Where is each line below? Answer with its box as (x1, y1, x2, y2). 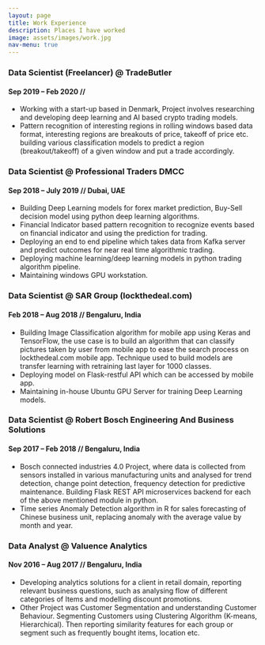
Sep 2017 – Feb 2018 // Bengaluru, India (8, 444, 141, 453)
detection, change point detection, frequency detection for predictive (19, 478, 245, 488)
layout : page (8, 11, 51, 20)
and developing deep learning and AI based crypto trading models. (19, 112, 239, 123)
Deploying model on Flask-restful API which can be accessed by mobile (19, 370, 254, 379)
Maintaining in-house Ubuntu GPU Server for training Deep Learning (19, 386, 243, 396)
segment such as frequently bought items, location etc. (19, 628, 200, 637)
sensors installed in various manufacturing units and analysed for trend (19, 470, 252, 480)
